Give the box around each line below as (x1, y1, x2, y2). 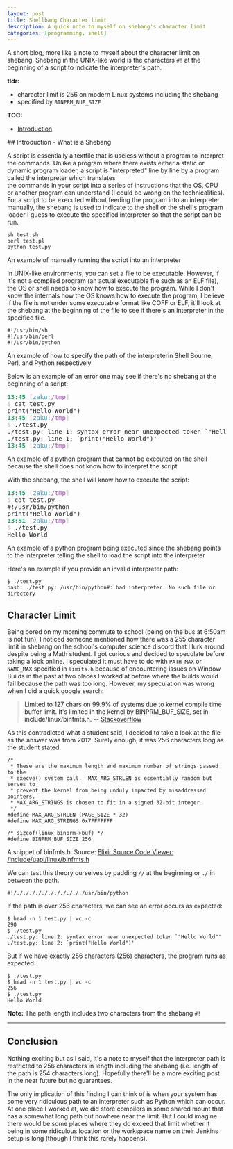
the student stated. (7, 743, 61, 751)
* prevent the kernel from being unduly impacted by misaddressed (10, 787, 207, 794)
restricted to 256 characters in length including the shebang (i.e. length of (7, 1061, 218, 1070)
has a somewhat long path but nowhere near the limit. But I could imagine (7, 1111, 217, 1120)
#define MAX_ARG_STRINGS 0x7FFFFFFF (7, 817, 113, 824)
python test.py (7, 244, 51, 251)
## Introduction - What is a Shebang (7, 138, 112, 147)
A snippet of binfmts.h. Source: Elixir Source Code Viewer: (7, 848, 174, 856)
